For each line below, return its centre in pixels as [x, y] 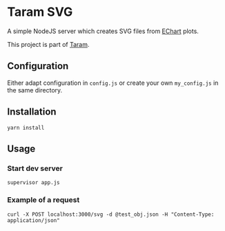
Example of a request [43, 200]
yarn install [26, 128]
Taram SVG [40, 12]
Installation [32, 112]
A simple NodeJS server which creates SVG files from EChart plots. [103, 31]
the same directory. [35, 90]
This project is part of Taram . [48, 44]
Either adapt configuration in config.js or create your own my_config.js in [113, 83]
